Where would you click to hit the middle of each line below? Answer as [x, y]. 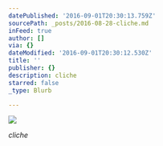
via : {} [21, 46]
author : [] [26, 38]
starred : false [34, 83]
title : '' [25, 61]
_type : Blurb [30, 90]
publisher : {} [32, 68]
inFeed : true [30, 30]
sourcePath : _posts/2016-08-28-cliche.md [79, 23]
